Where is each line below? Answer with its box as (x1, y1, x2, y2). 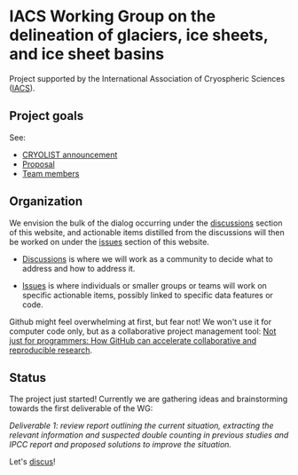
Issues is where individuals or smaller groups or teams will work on (21, 280, 268, 290)
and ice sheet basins (9, 44, 165, 64)
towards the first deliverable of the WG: (9, 403, 153, 414)
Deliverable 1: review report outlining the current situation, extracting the (9, 420, 274, 431)
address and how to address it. (21, 263, 136, 273)
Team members (21, 168, 80, 178)
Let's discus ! (9, 456, 56, 467)
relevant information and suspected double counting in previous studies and (9, 430, 289, 440)
